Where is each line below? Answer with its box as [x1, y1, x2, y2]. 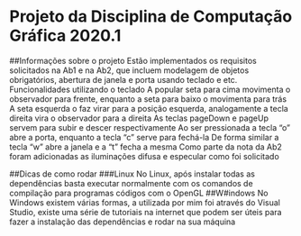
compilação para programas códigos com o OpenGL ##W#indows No [9, 187, 269, 198]
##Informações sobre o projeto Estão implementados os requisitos [9, 55, 257, 66]
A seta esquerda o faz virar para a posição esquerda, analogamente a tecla [9, 103, 288, 113]
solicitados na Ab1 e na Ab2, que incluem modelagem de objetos [9, 65, 250, 76]
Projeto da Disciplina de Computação [9, 6, 293, 27]
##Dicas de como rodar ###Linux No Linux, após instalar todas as [9, 168, 255, 179]
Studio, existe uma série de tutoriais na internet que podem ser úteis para [9, 206, 282, 217]
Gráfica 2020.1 [9, 25, 122, 46]
